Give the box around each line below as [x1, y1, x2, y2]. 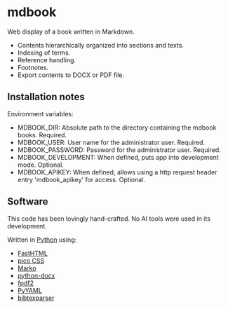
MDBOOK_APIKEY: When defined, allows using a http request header [17, 167, 217, 176]
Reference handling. [17, 55, 76, 64]
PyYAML [17, 286, 42, 294]
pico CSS [17, 256, 45, 265]
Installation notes [7, 91, 86, 103]
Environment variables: [7, 109, 74, 118]
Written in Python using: [7, 235, 77, 244]
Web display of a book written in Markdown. [7, 27, 135, 36]
